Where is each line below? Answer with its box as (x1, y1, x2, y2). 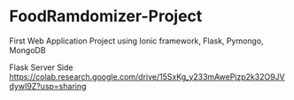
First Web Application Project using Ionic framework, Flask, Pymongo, (9, 35, 264, 46)
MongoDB (9, 44, 46, 55)
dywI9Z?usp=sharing (9, 81, 87, 91)
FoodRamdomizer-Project (9, 6, 203, 27)
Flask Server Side (9, 62, 73, 73)
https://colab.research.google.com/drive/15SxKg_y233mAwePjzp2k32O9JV (9, 71, 285, 81)
